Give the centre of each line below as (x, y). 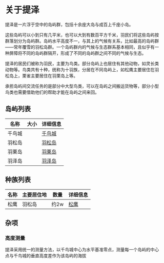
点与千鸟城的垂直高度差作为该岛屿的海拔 (46, 256)
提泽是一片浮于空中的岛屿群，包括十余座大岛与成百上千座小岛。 (69, 24)
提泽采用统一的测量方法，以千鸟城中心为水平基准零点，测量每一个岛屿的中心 (82, 250)
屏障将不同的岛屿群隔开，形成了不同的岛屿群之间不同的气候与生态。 (78, 53)
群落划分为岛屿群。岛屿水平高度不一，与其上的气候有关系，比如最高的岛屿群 (82, 41)
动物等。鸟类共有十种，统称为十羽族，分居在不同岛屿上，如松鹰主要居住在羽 (82, 69)
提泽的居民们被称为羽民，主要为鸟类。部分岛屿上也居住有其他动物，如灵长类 (82, 63)
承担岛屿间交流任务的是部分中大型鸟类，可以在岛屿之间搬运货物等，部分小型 (82, 86)
